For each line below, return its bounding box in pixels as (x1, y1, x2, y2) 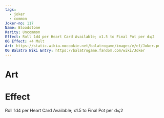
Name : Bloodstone (5, 25, 41, 30)
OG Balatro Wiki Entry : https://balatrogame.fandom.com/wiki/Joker (5, 48, 145, 53)
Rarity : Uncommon (5, 30, 41, 35)
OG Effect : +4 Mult (5, 39, 45, 44)
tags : (5, 7, 16, 12)
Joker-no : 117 (5, 20, 34, 26)
